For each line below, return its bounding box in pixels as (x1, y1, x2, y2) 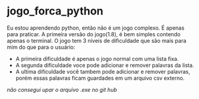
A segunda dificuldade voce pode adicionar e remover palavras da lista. (15, 62, 195, 69)
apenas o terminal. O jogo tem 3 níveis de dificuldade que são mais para (7, 37, 186, 44)
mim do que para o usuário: (7, 43, 75, 51)
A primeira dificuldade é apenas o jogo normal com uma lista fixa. (15, 55, 179, 62)
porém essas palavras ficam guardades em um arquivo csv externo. (15, 74, 185, 81)
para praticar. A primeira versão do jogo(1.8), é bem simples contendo (7, 30, 181, 37)
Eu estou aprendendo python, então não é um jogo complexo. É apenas (7, 24, 185, 31)
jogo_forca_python (7, 4, 104, 18)
